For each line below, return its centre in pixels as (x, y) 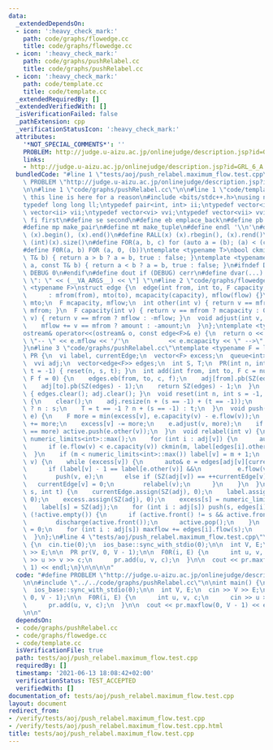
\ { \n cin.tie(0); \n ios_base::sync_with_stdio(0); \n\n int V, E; (143, 545)
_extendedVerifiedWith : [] (61, 106)
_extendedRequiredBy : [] (58, 99)
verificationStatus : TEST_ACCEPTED (76, 681)
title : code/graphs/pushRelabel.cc (83, 69)
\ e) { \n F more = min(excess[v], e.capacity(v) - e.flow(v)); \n (141, 416)
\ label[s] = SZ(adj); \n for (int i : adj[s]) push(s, (128, 507)
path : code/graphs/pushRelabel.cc (81, 62)
